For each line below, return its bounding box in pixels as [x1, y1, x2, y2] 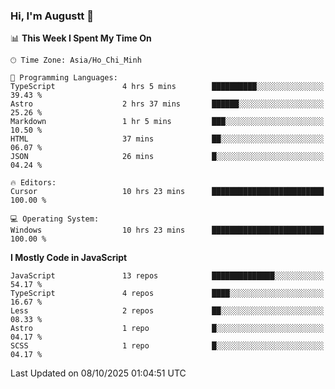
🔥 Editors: [10, 178, 57, 188]
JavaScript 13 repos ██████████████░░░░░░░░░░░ [10, 271, 325, 281]
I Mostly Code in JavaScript [10, 252, 128, 264]
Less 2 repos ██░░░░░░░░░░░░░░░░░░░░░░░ [10, 306, 325, 316]
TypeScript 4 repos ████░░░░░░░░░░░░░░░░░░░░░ [10, 289, 325, 299]
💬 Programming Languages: [10, 73, 118, 83]
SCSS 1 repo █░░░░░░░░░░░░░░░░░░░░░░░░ [10, 341, 325, 351]
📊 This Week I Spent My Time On [10, 32, 152, 44]
